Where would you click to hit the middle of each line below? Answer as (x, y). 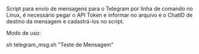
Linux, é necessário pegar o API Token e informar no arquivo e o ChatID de (99, 15)
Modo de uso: (24, 33)
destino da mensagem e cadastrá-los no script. (65, 21)
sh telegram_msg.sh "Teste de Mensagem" (60, 45)
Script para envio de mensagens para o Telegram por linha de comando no (100, 9)
